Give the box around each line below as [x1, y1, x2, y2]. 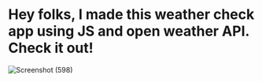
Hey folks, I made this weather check [8, 6, 255, 24]
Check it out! [8, 39, 94, 57]
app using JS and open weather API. [8, 22, 249, 40]
